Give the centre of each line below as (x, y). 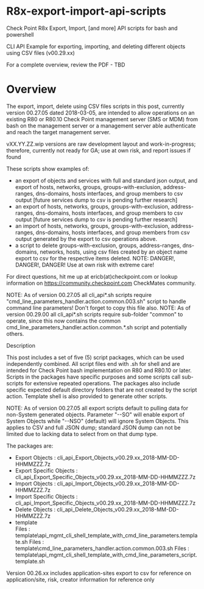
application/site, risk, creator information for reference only (80, 579)
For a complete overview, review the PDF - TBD (66, 65)
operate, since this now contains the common (64, 321)
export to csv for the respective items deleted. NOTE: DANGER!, (95, 258)
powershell (20, 34)
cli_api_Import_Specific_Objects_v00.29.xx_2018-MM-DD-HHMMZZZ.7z (105, 503)
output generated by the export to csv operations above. (86, 238)
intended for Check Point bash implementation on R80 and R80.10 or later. (99, 370)
